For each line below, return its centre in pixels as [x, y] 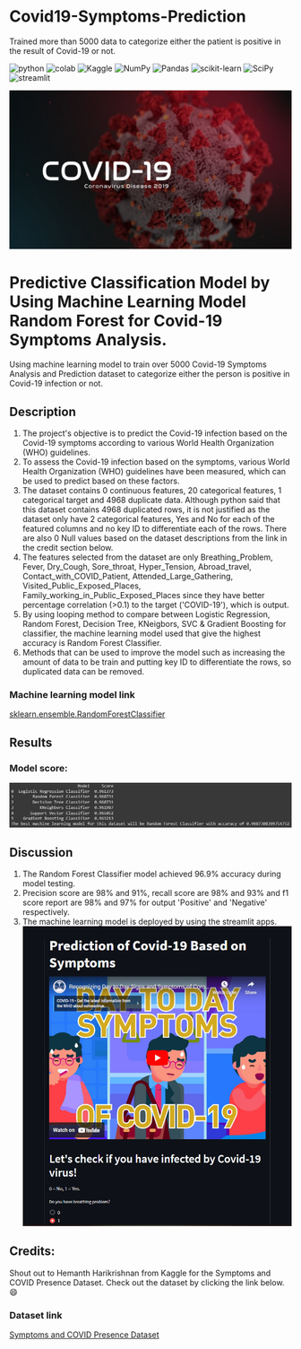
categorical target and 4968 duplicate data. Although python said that [151, 500]
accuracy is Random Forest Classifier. [92, 643]
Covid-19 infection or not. [56, 384]
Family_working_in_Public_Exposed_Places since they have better [143, 596]
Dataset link [36, 1315]
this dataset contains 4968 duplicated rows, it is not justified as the [146, 509]
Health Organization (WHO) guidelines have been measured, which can [154, 472]
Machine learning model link [73, 695]
